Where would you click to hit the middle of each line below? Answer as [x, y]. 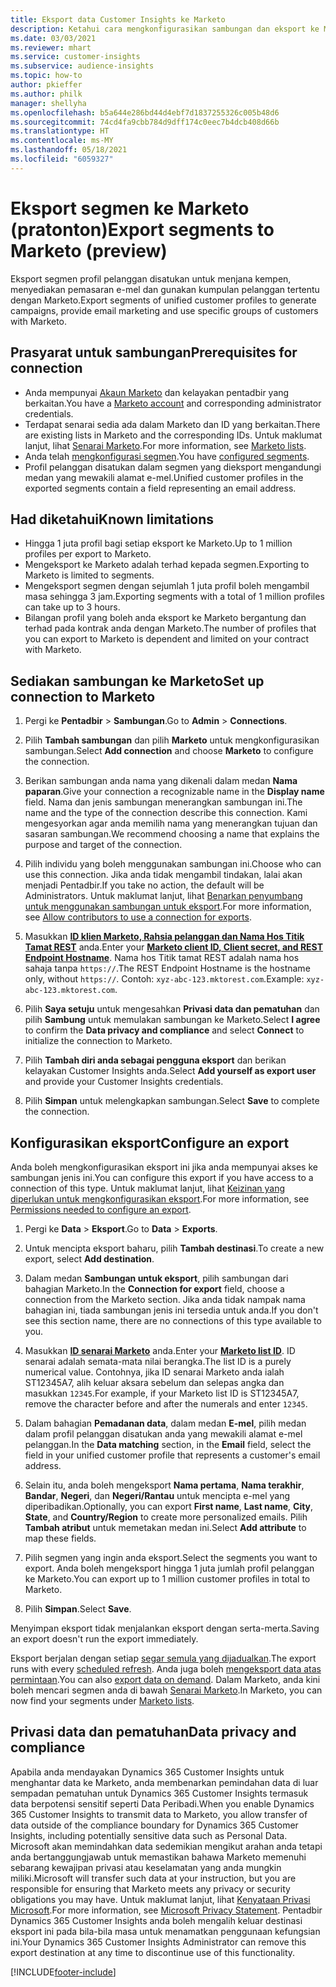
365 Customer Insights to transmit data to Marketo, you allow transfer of [159, 1814]
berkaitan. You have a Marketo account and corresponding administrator [173, 403]
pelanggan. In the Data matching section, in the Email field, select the [168, 1444]
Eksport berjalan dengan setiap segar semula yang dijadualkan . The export [163, 1658]
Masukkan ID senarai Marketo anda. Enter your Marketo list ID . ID [160, 1350]
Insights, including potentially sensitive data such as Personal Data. [149, 1835]
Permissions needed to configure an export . [101, 1209]
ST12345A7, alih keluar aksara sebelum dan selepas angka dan [154, 1382]
